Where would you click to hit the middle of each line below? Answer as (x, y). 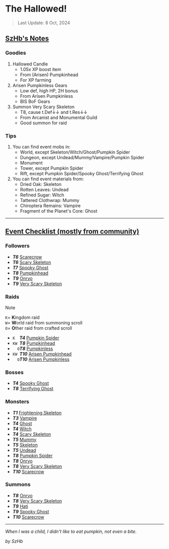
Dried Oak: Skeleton (41, 184)
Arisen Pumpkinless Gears (40, 85)
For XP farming (36, 80)
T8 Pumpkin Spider (32, 455)
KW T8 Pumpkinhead (34, 343)
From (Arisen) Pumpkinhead (49, 75)
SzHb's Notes (27, 39)
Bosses (15, 372)
